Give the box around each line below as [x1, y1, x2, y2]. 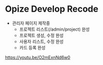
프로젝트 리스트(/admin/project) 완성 [19, 26, 90, 32]
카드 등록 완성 [19, 44, 46, 50]
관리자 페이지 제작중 [12, 20, 50, 26]
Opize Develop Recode [5, 3, 99, 15]
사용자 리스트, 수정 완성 [19, 38, 64, 44]
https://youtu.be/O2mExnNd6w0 [5, 54, 70, 60]
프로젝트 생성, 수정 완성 [19, 32, 64, 38]
